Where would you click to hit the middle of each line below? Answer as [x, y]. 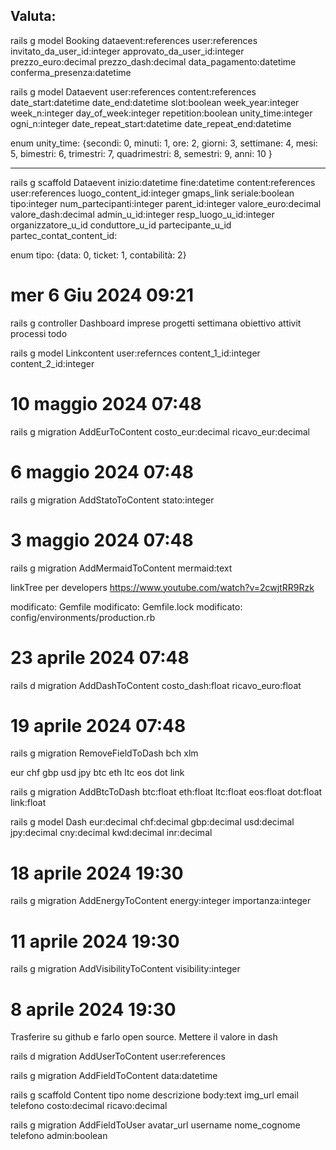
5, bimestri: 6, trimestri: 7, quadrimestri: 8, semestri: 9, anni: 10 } [141, 153]
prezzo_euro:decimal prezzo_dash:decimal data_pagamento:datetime [153, 61]
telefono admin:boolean [59, 1136]
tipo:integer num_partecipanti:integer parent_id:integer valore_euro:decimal [166, 203]
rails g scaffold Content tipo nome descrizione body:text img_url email [154, 1095]
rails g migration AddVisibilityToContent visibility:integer [125, 969]
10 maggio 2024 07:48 [106, 403]
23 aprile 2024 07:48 [100, 657]
